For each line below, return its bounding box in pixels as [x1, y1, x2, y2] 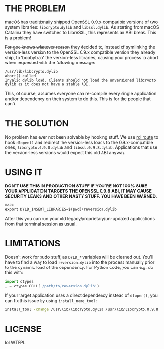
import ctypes [5, 279, 34, 284]
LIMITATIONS [5, 238, 61, 249]
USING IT [5, 167, 43, 178]
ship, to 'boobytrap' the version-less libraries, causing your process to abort [5, 54, 159, 60]
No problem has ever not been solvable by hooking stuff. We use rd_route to [5, 134, 159, 140]
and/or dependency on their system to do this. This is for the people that [5, 96, 151, 102]
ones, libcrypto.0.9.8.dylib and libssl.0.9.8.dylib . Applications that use [5, 144, 158, 150]
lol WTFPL [5, 340, 26, 346]
